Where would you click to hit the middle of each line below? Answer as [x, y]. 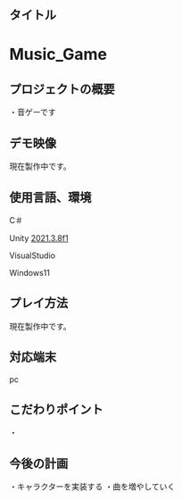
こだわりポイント [56, 409]
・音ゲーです [33, 112]
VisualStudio [33, 255]
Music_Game [58, 54]
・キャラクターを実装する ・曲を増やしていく [92, 487]
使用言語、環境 [50, 197]
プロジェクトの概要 [62, 89]
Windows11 [30, 273]
